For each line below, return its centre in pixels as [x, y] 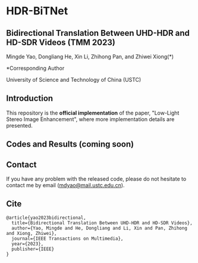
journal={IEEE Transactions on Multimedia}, [67, 239]
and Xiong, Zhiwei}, [32, 233]
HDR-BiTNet [37, 11]
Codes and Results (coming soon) [70, 144]
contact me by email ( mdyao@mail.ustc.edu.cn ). [65, 185]
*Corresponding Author [35, 68]
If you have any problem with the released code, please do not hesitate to [96, 179]
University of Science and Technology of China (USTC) [74, 80]
